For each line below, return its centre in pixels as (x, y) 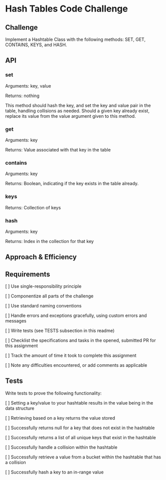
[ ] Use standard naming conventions (43, 306)
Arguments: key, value (28, 86)
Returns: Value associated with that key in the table (58, 149)
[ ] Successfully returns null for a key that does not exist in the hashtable (80, 428)
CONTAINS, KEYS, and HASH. (36, 45)
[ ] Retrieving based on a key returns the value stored (60, 418)
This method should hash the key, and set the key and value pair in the (78, 105)
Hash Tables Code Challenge (66, 9)
